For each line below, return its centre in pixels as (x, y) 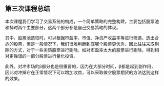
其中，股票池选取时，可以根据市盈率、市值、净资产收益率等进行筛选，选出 (80, 37)
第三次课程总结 (28, 9)
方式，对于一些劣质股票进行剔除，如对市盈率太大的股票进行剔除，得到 (84, 50)
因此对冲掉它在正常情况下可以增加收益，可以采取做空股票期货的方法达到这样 (82, 72)
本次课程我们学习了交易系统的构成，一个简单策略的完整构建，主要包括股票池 (82, 21)
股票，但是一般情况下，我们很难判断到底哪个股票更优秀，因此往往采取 (84, 44)
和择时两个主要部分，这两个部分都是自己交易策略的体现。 (63, 27)
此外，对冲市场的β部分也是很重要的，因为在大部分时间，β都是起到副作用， (80, 66)
